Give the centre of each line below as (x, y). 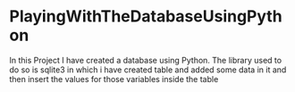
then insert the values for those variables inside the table (114, 79)
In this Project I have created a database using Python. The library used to (146, 60)
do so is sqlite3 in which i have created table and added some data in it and (148, 70)
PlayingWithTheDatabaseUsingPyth (146, 17)
